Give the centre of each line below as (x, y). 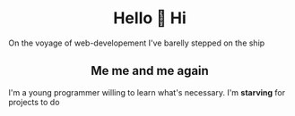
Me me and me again (150, 71)
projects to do (34, 102)
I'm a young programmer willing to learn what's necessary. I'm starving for (147, 92)
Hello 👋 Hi (150, 18)
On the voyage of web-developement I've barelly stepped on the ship (137, 43)
